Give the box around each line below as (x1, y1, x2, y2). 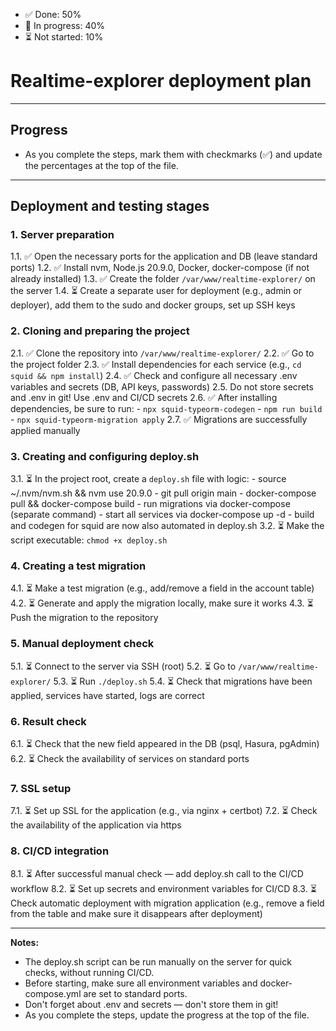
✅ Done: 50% (24, 9, 82, 20)
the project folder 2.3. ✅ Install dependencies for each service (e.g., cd (10, 358, 302, 370)
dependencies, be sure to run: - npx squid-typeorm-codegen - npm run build (10, 402, 323, 414)
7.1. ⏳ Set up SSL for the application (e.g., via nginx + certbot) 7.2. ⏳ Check (10, 805, 318, 817)
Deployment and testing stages (10, 198, 210, 215)
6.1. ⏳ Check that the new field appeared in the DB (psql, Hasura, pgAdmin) (10, 737, 320, 749)
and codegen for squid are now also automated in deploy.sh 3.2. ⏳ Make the (10, 520, 325, 532)
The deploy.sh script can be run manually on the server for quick (24, 955, 292, 968)
